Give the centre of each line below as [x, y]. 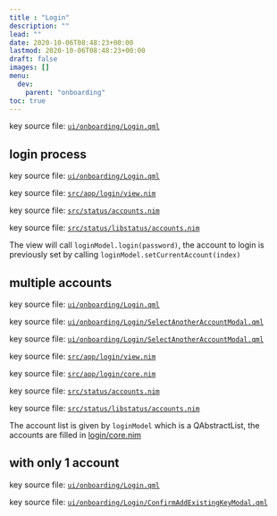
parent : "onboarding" [65, 92]
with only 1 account [64, 463]
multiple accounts [61, 283]
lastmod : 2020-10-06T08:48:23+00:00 [77, 51]
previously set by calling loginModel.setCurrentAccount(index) [125, 255]
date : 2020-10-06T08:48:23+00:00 [71, 42]
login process [48, 154]
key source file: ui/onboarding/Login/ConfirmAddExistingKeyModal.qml [138, 502]
